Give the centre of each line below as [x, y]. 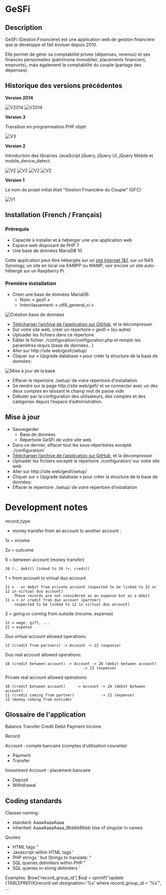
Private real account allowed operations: [46, 677]
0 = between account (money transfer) [45, 560]
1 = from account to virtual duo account [45, 578]
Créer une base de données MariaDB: [51, 294]
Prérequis [17, 229]
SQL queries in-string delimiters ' [46, 868]
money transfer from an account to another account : [67, 531]
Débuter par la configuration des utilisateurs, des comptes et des [79, 396]
